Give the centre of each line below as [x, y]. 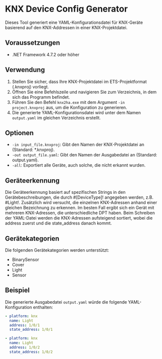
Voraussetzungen [33, 43]
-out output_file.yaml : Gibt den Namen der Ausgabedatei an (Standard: [84, 155]
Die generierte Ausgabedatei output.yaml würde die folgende [66, 302]
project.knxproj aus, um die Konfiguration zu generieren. [69, 107]
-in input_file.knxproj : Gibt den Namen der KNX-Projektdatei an [78, 145]
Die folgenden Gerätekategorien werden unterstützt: [57, 250]
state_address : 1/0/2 [31, 352]
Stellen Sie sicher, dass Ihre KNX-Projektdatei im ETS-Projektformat [79, 82]
